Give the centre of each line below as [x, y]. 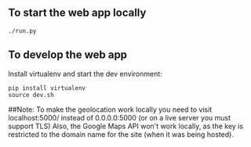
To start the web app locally [77, 13]
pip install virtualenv [47, 88]
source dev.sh [31, 95]
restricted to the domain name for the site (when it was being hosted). [121, 134]
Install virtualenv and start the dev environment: [85, 73]
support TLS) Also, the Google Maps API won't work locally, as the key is [126, 126]
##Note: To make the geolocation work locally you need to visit [110, 109]
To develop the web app [68, 55]
